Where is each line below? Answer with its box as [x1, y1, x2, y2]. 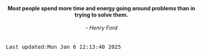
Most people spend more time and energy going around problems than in [7, 5, 196, 12]
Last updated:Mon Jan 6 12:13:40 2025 [5, 44, 121, 50]
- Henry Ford [85, 24, 118, 31]
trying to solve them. [74, 11, 129, 18]
